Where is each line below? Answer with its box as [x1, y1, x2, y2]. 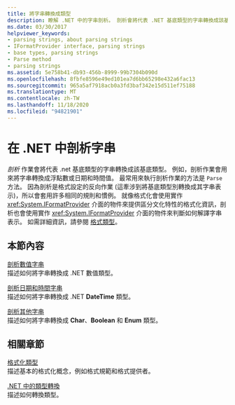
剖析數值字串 [7, 260, 44, 268]
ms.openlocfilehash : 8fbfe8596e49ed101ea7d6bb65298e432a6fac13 [7, 75, 196, 83]
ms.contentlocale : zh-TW [7, 95, 80, 102]
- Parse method [7, 56, 52, 63]
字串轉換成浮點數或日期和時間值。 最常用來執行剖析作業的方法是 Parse [19, 173, 222, 182]
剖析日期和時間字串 [7, 283, 63, 291]
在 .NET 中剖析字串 [7, 140, 116, 156]
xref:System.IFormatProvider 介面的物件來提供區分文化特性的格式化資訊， [7, 200, 220, 208]
